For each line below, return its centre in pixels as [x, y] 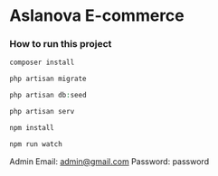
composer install [42, 63]
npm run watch [36, 144]
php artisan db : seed [48, 96]
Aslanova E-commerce [97, 16]
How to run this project [61, 44]
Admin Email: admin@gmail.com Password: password [109, 161]
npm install [32, 127]
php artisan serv [42, 112]
